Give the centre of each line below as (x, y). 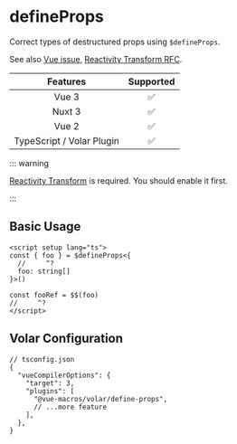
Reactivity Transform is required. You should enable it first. (119, 180)
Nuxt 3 (66, 111)
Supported (152, 81)
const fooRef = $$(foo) (54, 295)
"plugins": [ (50, 391)
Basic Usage (45, 227)
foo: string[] (44, 271)
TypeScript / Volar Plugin (66, 140)
